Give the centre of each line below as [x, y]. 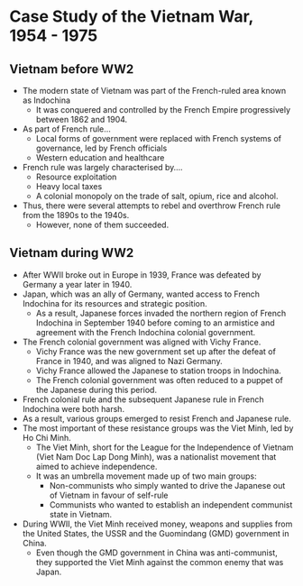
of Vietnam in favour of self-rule [109, 495]
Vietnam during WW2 [72, 253]
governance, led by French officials [101, 148]
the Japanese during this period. [96, 389]
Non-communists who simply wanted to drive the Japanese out [167, 485]
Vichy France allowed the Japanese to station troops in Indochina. [158, 371]
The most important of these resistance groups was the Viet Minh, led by [158, 428]
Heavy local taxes [69, 186]
